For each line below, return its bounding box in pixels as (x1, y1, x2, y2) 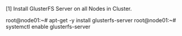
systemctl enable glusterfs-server (5, 23, 91, 30)
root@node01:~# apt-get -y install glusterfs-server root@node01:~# (5, 17, 177, 23)
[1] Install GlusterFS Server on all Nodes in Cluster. (5, 5, 132, 12)
